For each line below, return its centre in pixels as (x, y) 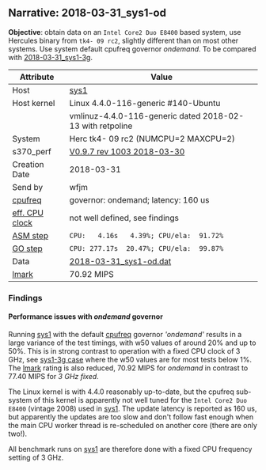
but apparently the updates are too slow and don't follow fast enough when (131, 417)
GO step (28, 248)
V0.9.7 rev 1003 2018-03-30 (127, 151)
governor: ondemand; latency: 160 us (139, 199)
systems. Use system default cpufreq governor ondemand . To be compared (132, 49)
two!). (18, 434)
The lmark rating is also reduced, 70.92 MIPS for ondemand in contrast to (128, 368)
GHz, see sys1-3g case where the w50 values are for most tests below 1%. (130, 359)
